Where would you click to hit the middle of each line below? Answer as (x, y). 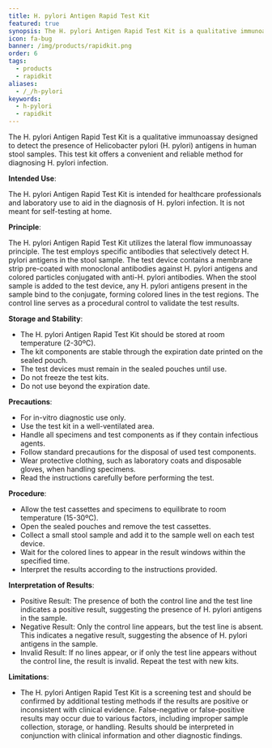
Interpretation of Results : (51, 585)
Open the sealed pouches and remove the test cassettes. (115, 526)
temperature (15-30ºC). (59, 518)
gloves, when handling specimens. (78, 469)
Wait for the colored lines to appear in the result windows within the (133, 552)
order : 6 (23, 53)
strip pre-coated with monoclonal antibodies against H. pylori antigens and (133, 269)
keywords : (25, 99)
